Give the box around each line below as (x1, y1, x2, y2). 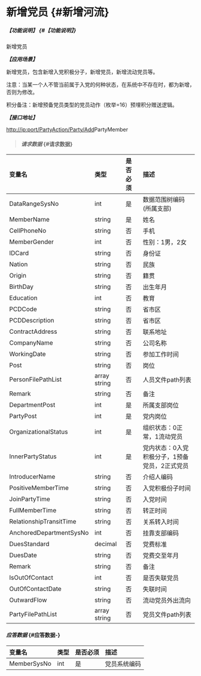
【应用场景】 (6, 56, 38, 63)
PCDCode (9, 305, 37, 313)
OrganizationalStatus (9, 428, 68, 436)
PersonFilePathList (9, 375, 62, 383)
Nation (9, 260, 28, 269)
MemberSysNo (9, 659, 52, 668)
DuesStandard (9, 540, 50, 548)
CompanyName (9, 339, 53, 347)
